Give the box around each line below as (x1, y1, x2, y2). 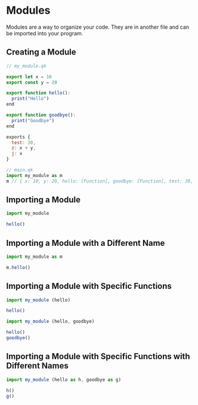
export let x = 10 (6, 74, 52, 80)
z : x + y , (11, 145, 36, 151)
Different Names (6, 361, 69, 371)
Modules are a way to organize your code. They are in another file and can (6, 23, 190, 31)
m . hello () (6, 264, 31, 270)
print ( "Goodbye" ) (11, 117, 55, 123)
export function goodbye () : (6, 112, 76, 118)
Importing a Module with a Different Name (6, 237, 165, 248)
